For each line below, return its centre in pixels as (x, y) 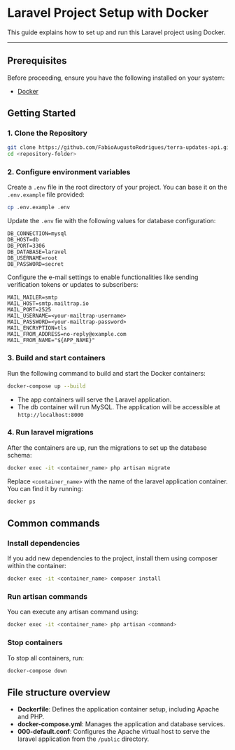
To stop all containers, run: (46, 658)
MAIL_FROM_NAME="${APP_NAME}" (51, 341)
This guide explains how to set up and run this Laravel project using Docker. (116, 32)
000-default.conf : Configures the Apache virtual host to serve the (114, 732)
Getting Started (42, 113)
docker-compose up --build (47, 386)
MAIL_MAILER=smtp (33, 298)
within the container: (37, 566)
